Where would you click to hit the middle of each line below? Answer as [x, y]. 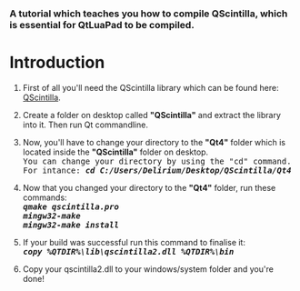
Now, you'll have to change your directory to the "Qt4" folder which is [154, 142]
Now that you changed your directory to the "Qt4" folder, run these [149, 187]
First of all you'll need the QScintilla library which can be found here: [150, 87]
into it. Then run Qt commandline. [85, 125]
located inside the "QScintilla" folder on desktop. [115, 152]
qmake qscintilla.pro [71, 206]
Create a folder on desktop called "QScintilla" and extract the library [152, 115]
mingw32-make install [71, 225]
